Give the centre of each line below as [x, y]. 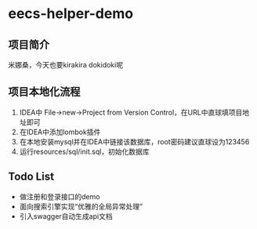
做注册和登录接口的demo [60, 196]
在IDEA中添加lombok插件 [60, 132]
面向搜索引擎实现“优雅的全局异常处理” [81, 206]
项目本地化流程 [44, 92]
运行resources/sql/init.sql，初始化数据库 [85, 151]
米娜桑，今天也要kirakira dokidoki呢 [66, 65]
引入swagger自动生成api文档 [66, 216]
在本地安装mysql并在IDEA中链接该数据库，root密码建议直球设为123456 [134, 141]
